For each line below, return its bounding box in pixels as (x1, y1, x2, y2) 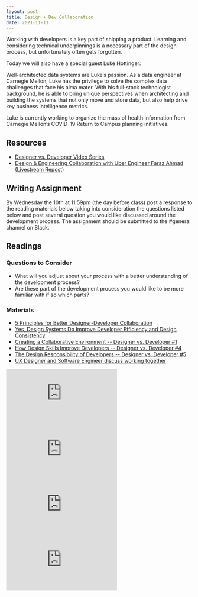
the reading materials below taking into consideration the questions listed (6, 205, 185, 212)
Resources (6, 137, 47, 148)
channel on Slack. (6, 224, 50, 231)
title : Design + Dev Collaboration (6, 14, 94, 20)
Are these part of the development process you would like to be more (14, 285, 184, 292)
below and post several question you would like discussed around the (6, 211, 176, 218)
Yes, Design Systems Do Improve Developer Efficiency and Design (14, 325, 177, 333)
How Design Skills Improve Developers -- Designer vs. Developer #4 (14, 344, 182, 351)
